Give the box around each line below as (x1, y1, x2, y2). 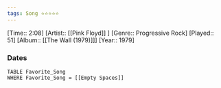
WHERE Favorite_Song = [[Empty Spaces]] (7, 74, 125, 81)
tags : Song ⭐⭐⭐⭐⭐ (7, 10, 60, 17)
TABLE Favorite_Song (7, 68, 67, 75)
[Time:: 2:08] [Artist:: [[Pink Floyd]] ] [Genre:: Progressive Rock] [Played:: (7, 29, 214, 37)
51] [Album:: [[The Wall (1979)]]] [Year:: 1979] (7, 35, 135, 44)
